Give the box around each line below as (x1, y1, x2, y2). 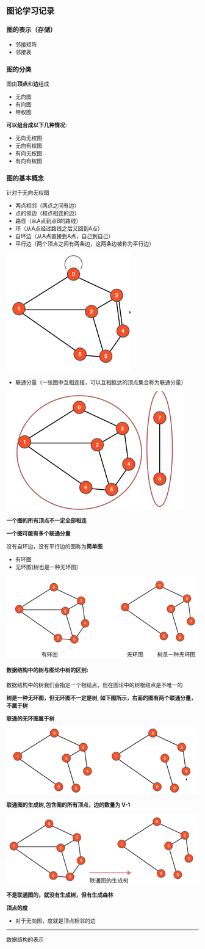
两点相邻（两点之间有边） (15, 202, 80, 209)
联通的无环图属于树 (6, 714, 55, 722)
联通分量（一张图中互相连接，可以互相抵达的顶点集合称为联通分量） (15, 379, 187, 386)
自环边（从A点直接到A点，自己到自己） (15, 233, 114, 240)
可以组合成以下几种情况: (6, 121, 67, 128)
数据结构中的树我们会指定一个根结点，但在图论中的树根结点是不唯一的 (6, 681, 183, 688)
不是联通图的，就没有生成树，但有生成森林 (6, 891, 113, 898)
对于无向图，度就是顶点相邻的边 (15, 917, 96, 924)
